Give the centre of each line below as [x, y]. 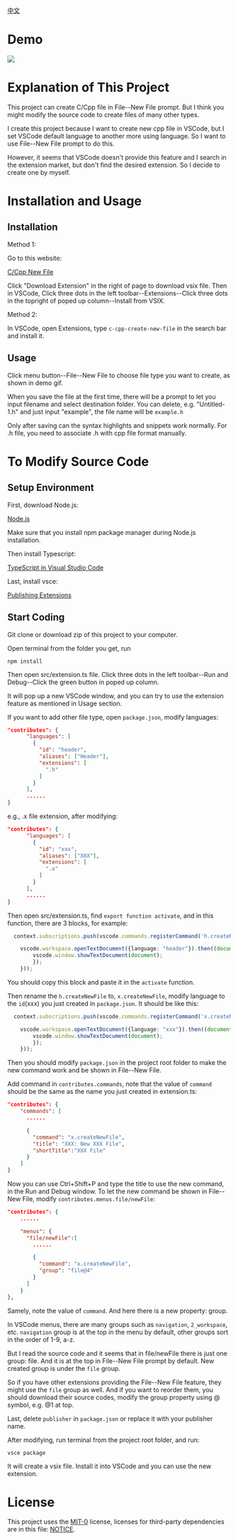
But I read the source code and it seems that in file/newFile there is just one [118, 1353]
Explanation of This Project [89, 88]
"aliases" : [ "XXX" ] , [69, 856]
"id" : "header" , [63, 750]
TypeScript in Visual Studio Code [56, 568]
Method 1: [22, 244]
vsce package [27, 1453]
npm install [25, 661]
